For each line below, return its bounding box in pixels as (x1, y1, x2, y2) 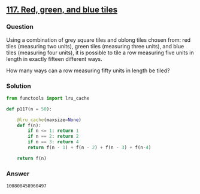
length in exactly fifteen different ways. (6, 55, 103, 62)
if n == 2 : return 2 (28, 134, 79, 140)
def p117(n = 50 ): (6, 106, 52, 112)
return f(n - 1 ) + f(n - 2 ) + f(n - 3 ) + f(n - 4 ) (28, 144, 151, 151)
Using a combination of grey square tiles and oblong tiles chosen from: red (6, 36, 191, 44)
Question (6, 23, 34, 31)
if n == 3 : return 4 (28, 139, 79, 145)
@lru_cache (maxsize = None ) (17, 116, 82, 123)
